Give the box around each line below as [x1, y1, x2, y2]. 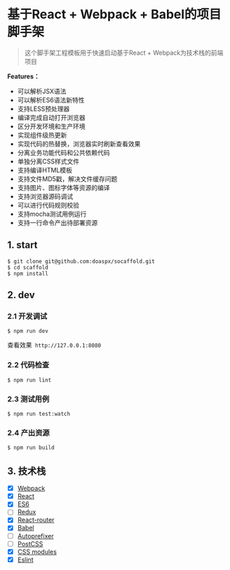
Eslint [17, 555, 34, 564]
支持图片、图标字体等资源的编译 [17, 183, 110, 191]
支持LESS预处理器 [17, 104, 70, 113]
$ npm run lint [7, 376, 52, 384]
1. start [7, 239, 38, 251]
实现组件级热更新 [17, 130, 67, 139]
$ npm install [7, 270, 49, 277]
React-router [17, 516, 55, 524]
